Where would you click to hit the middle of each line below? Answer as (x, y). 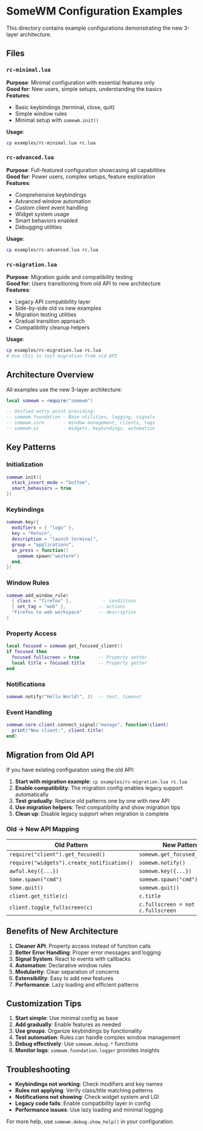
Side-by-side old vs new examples (58, 308)
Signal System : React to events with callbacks (73, 959)
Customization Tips (44, 1004)
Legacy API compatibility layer (53, 301)
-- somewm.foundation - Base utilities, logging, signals (81, 417)
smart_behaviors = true (41, 488)
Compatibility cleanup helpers (52, 327)
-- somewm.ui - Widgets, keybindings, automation (81, 429)
